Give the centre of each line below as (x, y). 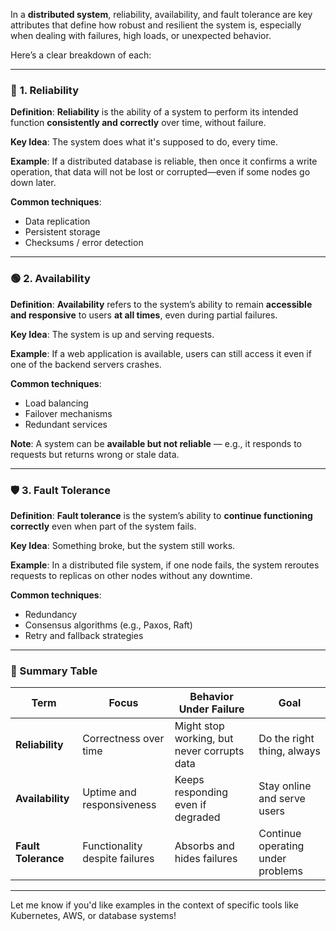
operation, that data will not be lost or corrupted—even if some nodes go (160, 172)
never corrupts (209, 751)
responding (201, 792)
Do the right (286, 739)
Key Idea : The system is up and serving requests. (112, 334)
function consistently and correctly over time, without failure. (138, 123)
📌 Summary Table (54, 671)
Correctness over (123, 739)
